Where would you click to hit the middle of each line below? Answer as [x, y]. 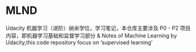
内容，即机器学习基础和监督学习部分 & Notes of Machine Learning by [91, 35]
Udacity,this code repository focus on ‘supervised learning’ [79, 42]
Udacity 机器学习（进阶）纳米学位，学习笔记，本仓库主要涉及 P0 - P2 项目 [98, 28]
